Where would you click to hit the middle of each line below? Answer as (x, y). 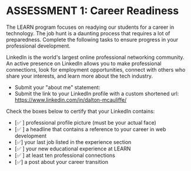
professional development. (38, 46)
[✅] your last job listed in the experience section (73, 142)
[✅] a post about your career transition (61, 162)
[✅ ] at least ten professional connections (65, 155)
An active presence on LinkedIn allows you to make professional (84, 63)
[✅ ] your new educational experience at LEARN (73, 149)
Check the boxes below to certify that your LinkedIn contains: (81, 111)
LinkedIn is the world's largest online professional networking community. (95, 57)
